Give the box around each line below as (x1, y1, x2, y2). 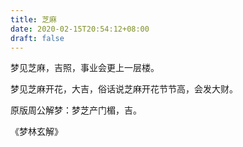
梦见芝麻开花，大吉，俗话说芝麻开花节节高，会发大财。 (10, 83, 238, 95)
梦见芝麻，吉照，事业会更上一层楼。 (10, 62, 160, 74)
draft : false (10, 33, 65, 43)
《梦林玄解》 (10, 126, 63, 138)
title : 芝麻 (10, 14, 57, 25)
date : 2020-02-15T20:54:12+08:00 (10, 24, 150, 34)
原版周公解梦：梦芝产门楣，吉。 (10, 104, 142, 116)
